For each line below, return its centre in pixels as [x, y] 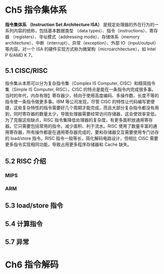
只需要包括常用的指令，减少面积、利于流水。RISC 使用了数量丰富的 [85, 126]
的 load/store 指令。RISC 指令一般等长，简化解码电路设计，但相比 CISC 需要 [82, 138]
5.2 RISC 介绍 [26, 161]
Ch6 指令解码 [32, 265]
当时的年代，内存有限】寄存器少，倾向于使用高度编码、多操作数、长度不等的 [82, 95]
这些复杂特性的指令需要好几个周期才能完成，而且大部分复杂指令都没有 [84, 108]
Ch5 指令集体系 [36, 10]
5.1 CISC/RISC [26, 71]
